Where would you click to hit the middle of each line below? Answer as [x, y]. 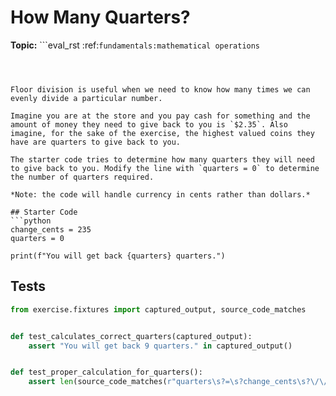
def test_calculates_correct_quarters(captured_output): [131, 336]
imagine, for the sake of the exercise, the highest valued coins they [162, 133]
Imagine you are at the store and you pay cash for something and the [160, 116]
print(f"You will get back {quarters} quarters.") [118, 256]
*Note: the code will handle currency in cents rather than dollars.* [160, 194]
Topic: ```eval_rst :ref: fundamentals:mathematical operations [135, 45]
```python [31, 221]
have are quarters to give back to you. [96, 142]
